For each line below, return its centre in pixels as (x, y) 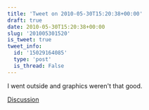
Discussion (23, 99)
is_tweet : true (30, 40)
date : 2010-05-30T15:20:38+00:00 (56, 27)
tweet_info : (25, 46)
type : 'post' (33, 60)
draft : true (25, 20)
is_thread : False (39, 66)
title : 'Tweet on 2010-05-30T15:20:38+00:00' (75, 14)
